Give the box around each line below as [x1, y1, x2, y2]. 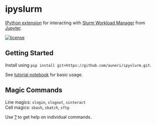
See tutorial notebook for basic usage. [5, 72, 83, 78]
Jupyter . [5, 25, 22, 31]
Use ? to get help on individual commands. [5, 114, 92, 120]
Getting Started [5, 49, 54, 57]
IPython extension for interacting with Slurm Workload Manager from [5, 20, 146, 26]
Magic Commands [5, 86, 63, 94]
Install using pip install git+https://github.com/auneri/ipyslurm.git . [5, 62, 152, 68]
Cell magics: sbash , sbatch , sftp [5, 104, 70, 110]
